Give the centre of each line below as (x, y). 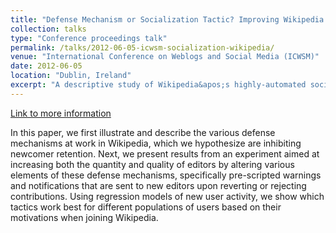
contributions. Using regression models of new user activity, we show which (167, 196)
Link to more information (61, 113)
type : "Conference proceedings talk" (89, 38)
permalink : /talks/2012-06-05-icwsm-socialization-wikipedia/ (142, 47)
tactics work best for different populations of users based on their (146, 207)
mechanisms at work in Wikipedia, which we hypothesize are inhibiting (156, 143)
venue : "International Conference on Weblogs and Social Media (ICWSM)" (165, 57)
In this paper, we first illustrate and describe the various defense (143, 132)
